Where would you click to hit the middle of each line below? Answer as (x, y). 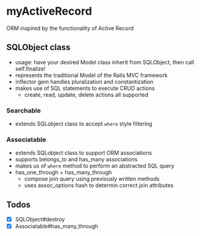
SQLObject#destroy (40, 219)
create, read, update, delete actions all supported (86, 94)
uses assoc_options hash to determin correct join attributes (99, 185)
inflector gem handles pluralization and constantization (84, 81)
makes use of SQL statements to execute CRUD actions (85, 88)
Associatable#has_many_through (57, 226)
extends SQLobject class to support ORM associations (84, 153)
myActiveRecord (49, 11)
